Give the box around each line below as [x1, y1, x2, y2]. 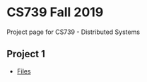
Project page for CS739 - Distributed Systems [6, 28, 141, 36]
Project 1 [6, 48, 45, 60]
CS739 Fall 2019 [6, 4, 104, 20]
